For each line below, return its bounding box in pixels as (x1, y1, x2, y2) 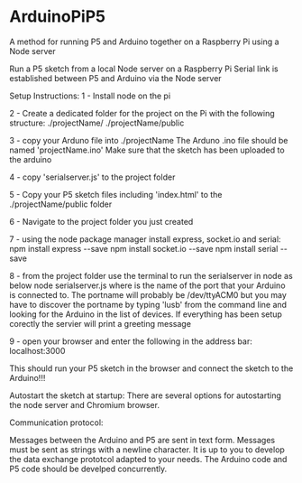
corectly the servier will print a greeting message (9, 318, 192, 329)
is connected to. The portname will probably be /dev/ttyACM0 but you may (9, 289, 287, 300)
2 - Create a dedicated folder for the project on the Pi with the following (9, 107, 275, 118)
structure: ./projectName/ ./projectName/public (9, 117, 185, 128)
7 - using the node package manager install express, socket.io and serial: (9, 233, 281, 245)
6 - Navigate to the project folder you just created (9, 216, 194, 227)
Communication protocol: (9, 417, 104, 428)
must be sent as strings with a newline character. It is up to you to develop (9, 444, 286, 455)
